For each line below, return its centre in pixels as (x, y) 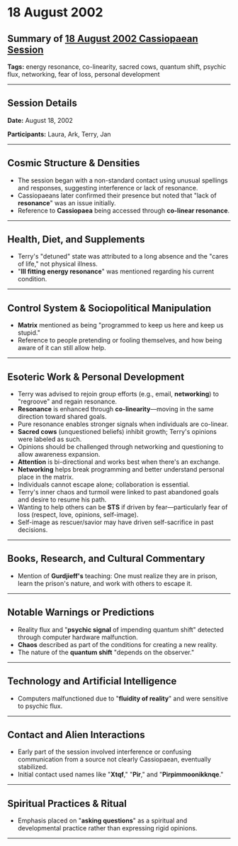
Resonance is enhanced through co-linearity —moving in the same (115, 409)
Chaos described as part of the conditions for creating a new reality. (118, 644)
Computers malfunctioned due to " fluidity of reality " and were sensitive (123, 698)
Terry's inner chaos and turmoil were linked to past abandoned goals (118, 492)
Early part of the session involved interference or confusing (104, 752)
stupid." (29, 333)
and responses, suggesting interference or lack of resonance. (108, 188)
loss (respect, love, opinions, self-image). (78, 515)
